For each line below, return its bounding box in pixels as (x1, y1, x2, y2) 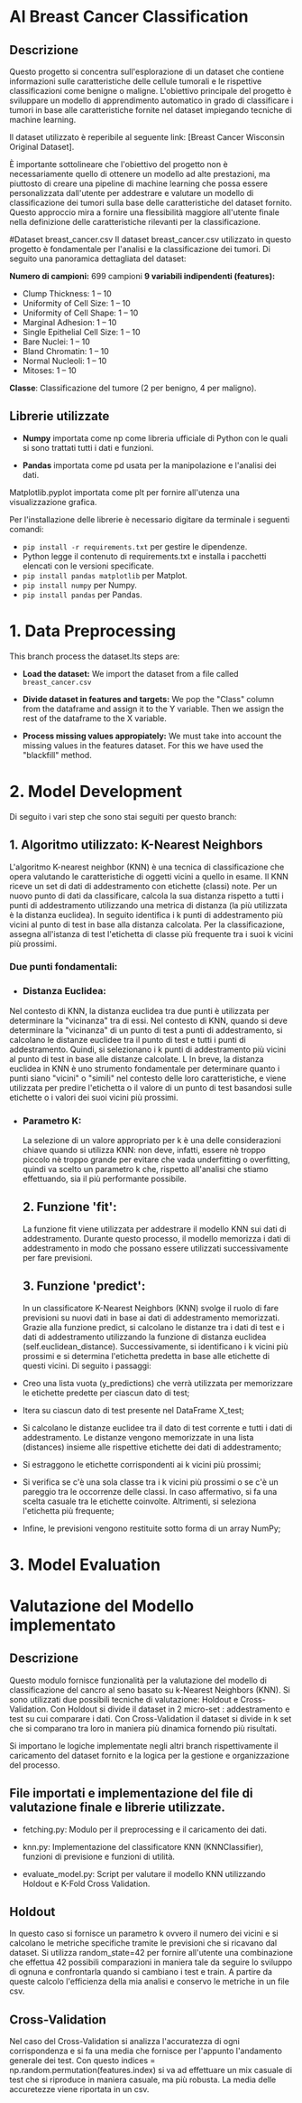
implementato (9, 1615, 116, 1636)
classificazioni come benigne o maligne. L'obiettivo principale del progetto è (9, 86, 292, 96)
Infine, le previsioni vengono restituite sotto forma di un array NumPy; (22, 1523, 281, 1534)
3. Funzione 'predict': (22, 1279, 146, 1294)
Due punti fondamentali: (9, 961, 118, 973)
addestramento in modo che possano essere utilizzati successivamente (22, 1243, 288, 1253)
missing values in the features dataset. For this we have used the (22, 739, 264, 751)
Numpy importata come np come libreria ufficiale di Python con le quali (22, 432, 288, 444)
